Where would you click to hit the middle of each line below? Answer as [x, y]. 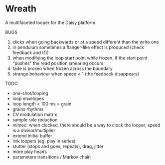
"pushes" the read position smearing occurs [58, 63]
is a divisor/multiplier [34, 130]
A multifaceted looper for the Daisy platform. [51, 22]
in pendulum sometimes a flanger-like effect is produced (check [78, 47]
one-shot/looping [30, 93]
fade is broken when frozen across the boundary [63, 68]
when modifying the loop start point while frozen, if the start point [80, 57]
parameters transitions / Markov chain [51, 157]
